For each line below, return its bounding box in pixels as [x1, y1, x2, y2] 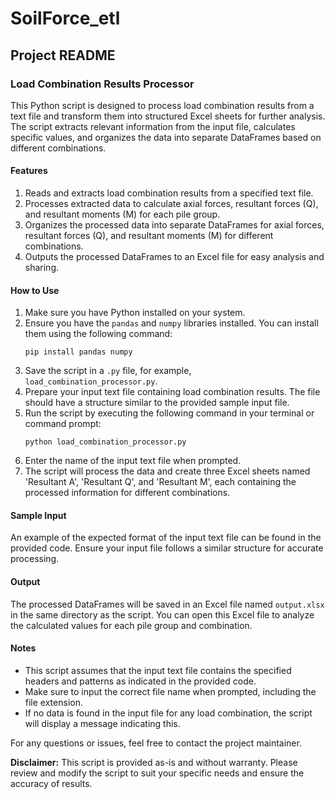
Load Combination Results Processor [10, 77, 195, 91]
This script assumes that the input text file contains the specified [24, 664, 292, 676]
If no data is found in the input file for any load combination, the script [24, 707, 313, 719]
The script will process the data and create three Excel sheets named [24, 465, 311, 477]
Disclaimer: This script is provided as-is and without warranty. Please [10, 756, 298, 768]
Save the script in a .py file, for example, [24, 365, 192, 377]
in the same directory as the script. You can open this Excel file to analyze [10, 608, 315, 621]
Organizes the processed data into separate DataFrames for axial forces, [24, 219, 325, 231]
